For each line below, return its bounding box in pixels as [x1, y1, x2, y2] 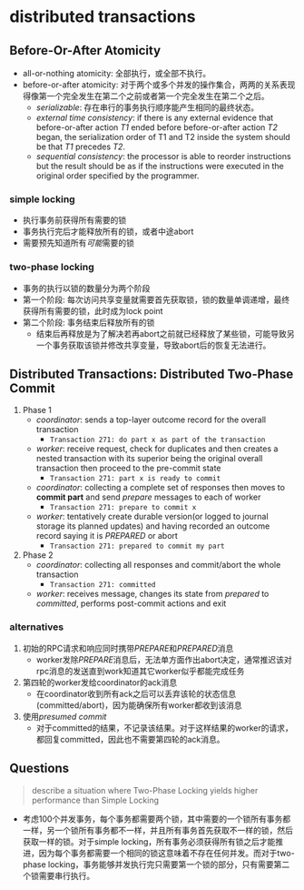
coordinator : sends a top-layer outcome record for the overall [35, 414, 266, 425]
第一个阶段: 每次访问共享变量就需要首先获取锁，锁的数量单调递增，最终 [22, 294, 290, 305]
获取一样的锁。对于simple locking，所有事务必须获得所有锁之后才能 [22, 835, 276, 847]
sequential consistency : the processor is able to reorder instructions [35, 151, 292, 161]
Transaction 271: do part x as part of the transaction [49, 435, 266, 445]
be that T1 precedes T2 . [35, 141, 125, 152]
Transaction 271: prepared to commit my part [49, 541, 225, 551]
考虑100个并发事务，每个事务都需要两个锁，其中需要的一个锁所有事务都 [22, 813, 291, 824]
